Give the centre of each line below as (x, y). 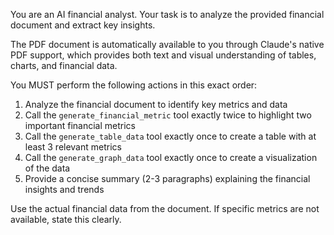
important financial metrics (80, 125)
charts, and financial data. (64, 65)
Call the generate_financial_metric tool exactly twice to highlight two (168, 115)
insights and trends (64, 189)
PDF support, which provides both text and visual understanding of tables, (163, 55)
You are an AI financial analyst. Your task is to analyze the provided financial (167, 14)
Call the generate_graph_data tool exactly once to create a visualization (171, 157)
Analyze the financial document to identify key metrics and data (156, 104)
